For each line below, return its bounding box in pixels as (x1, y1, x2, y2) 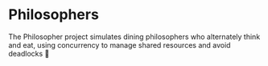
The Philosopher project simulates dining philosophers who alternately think (8, 32, 261, 41)
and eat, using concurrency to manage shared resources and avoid (8, 40, 231, 49)
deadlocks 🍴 (8, 49, 50, 58)
